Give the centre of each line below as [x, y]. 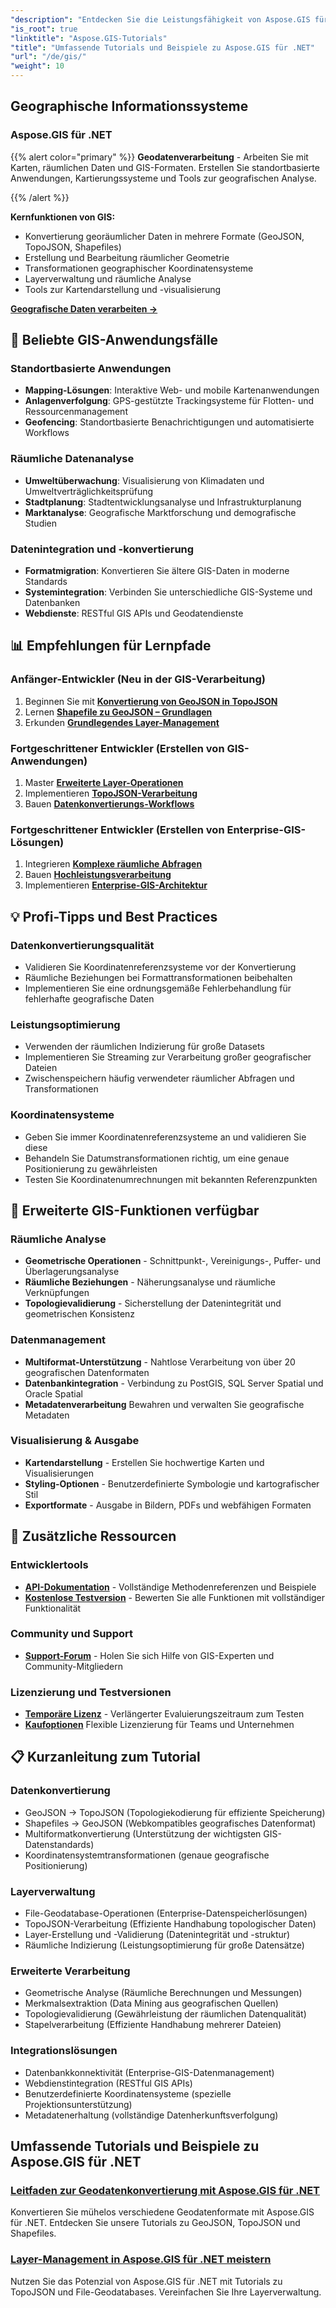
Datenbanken [52, 602]
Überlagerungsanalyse [72, 1272]
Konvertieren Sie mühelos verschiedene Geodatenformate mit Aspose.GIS [162, 2212]
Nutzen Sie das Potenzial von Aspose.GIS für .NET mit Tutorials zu [146, 2281]
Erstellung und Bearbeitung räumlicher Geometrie [127, 257]
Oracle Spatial [53, 1393]
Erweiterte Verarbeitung [70, 1971]
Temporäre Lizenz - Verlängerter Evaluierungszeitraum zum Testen [164, 1714]
